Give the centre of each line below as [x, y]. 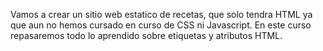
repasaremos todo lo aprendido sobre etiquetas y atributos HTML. [146, 35]
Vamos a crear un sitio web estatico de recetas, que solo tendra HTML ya [161, 14]
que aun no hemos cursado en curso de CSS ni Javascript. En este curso [161, 25]
